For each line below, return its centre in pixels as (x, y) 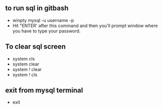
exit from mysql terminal (44, 90)
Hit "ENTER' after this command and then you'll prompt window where (85, 25)
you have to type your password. (46, 31)
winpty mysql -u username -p (43, 20)
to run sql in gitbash (37, 8)
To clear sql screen (36, 47)
